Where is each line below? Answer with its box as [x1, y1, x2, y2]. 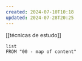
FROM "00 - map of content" [5, 48, 77, 55]
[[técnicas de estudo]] [5, 31, 61, 38]
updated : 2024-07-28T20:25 [5, 15, 74, 21]
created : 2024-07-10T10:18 [5, 9, 74, 15]
